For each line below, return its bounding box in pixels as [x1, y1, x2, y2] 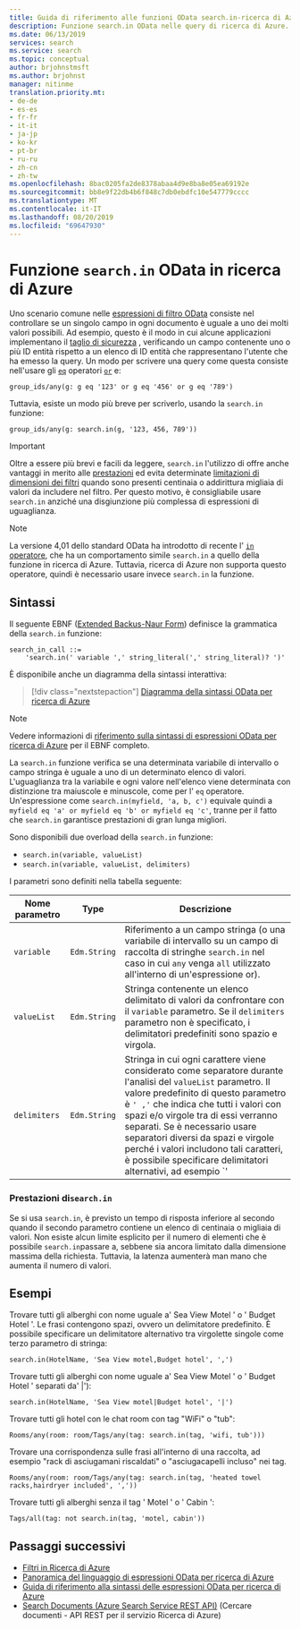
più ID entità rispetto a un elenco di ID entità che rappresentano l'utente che [9, 346, 288, 357]
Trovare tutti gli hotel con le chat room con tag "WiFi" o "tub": [9, 1413, 236, 1424]
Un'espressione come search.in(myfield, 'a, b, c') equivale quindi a [9, 796, 273, 806]
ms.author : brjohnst [9, 72, 87, 81]
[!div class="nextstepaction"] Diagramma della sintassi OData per [30, 687, 273, 697]
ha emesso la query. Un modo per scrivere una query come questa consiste [9, 355, 288, 367]
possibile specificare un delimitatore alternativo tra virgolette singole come [9, 1328, 284, 1339]
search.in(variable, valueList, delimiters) [21, 860, 191, 869]
